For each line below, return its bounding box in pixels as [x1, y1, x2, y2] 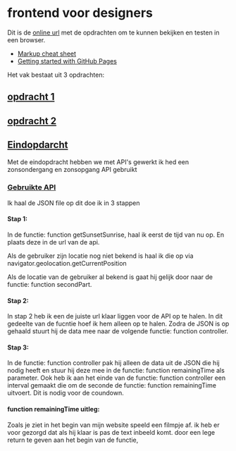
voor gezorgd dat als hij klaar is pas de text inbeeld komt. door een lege [7, 428, 216, 436]
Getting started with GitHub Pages [17, 56, 118, 65]
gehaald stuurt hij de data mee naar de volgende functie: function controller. [7, 327, 229, 335]
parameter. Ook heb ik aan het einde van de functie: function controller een [7, 373, 226, 382]
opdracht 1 [7, 91, 55, 103]
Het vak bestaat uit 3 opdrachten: [7, 70, 105, 79]
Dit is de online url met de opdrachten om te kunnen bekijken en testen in [7, 28, 220, 37]
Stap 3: [7, 343, 30, 352]
